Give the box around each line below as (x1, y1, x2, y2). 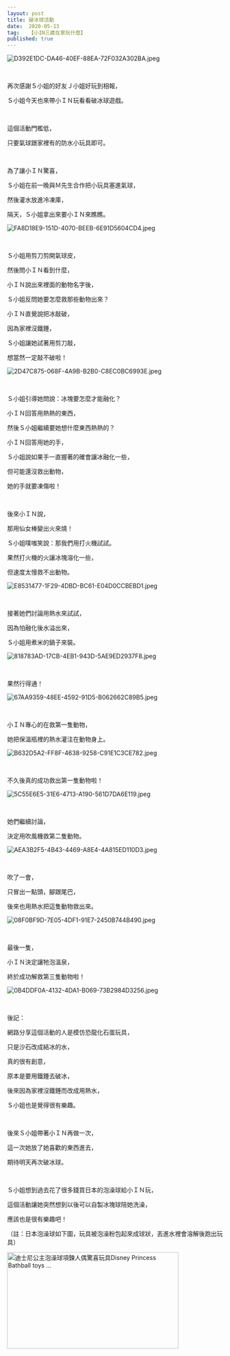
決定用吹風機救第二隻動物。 (7, 832, 86, 840)
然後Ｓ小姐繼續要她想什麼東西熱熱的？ (7, 424, 115, 432)
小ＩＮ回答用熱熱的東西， (7, 409, 79, 417)
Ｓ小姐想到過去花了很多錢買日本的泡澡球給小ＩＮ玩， (7, 1186, 157, 1194)
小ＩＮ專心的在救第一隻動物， (7, 721, 91, 729)
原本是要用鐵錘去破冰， (7, 1072, 73, 1080)
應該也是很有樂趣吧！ (7, 1215, 67, 1224)
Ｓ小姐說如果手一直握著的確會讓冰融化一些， (7, 453, 133, 461)
